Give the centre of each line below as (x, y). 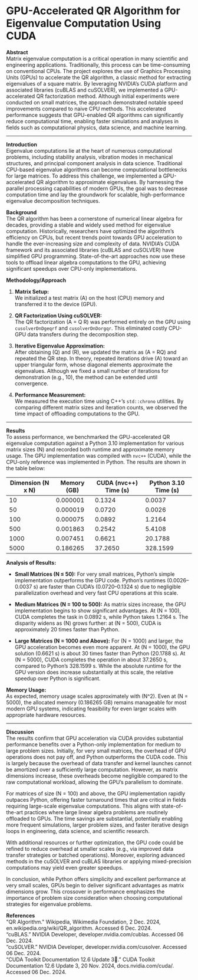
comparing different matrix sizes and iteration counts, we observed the (101, 407)
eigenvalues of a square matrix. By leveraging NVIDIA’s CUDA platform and (97, 83)
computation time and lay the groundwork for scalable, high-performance (95, 194)
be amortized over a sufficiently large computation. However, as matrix (92, 769)
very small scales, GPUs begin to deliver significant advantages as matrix (95, 885)
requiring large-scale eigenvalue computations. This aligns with (83, 806)
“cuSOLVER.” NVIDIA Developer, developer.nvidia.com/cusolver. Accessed (97, 947)
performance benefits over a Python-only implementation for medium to (94, 744)
